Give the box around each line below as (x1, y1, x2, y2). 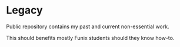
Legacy (6, 4, 43, 17)
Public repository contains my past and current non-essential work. (6, 23, 169, 30)
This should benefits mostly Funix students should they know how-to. (6, 34, 175, 41)
